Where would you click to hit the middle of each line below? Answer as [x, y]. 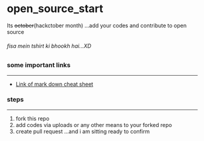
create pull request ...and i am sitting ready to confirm [83, 131]
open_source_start [55, 9]
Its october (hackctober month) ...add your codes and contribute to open [97, 25]
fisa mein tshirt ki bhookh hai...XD [49, 46]
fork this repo [32, 118]
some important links [39, 65]
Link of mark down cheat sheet [54, 84]
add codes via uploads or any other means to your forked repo [94, 125]
